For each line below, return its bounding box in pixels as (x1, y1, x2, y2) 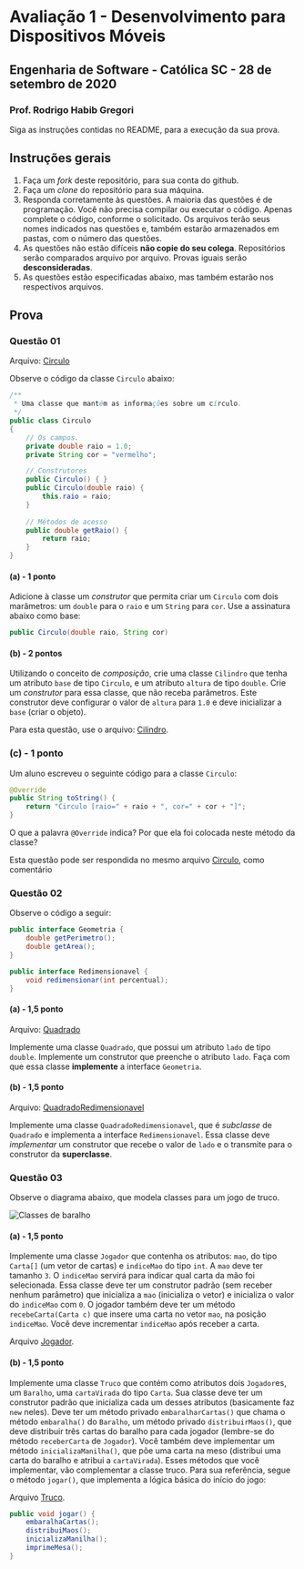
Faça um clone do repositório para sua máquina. (22, 184, 205, 195)
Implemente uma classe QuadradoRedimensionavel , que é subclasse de (9, 1119, 273, 1130)
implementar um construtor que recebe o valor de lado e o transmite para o (9, 1138, 293, 1149)
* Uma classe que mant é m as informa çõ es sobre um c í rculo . (13, 399, 243, 409)
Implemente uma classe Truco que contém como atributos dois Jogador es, (9, 1377, 287, 1388)
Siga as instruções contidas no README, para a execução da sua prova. (9, 124, 280, 135)
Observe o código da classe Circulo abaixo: (9, 373, 175, 384)
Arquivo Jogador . (9, 1336, 75, 1347)
